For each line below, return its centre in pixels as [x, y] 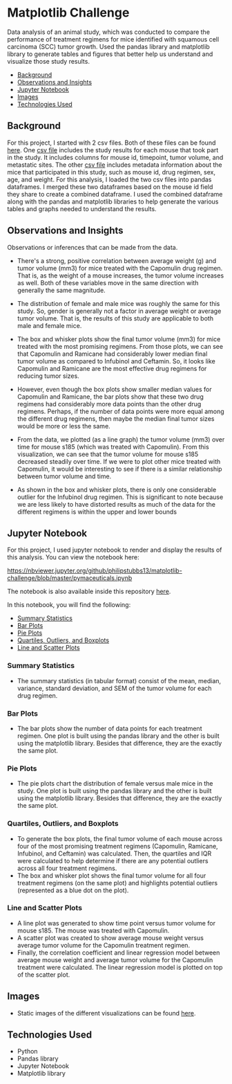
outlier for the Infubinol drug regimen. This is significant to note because [120, 497]
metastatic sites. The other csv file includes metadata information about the [115, 165]
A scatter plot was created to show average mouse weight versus [110, 938]
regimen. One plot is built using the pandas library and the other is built [118, 736]
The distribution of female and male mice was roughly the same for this [118, 303]
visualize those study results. [48, 61]
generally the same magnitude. [61, 290]
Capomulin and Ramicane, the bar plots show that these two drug [110, 397]
